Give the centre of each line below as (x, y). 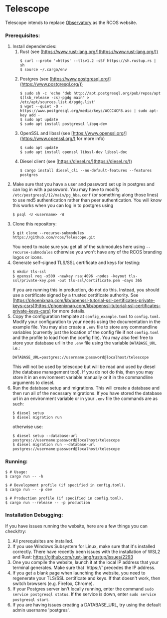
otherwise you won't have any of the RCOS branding (108, 252)
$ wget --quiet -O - (41, 106)
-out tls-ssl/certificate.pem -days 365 (100, 280)
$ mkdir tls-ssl (29, 272)
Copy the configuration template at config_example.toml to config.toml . (86, 316)
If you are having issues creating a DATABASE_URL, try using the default (86, 604)
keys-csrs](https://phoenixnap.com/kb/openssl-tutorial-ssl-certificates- (86, 306)
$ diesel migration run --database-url (54, 445)
